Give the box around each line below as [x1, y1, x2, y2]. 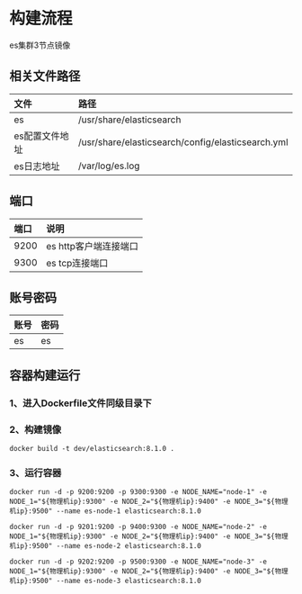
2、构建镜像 [9, 423, 62, 436]
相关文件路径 [9, 68, 81, 84]
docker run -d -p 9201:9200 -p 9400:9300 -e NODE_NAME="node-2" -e [9, 523, 268, 532]
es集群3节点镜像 [9, 40, 71, 50]
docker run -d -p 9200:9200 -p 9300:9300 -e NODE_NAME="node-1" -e [9, 488, 268, 497]
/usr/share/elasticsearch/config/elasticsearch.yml [77, 136, 289, 148]
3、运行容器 [9, 466, 62, 479]
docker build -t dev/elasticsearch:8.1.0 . [9, 444, 175, 453]
